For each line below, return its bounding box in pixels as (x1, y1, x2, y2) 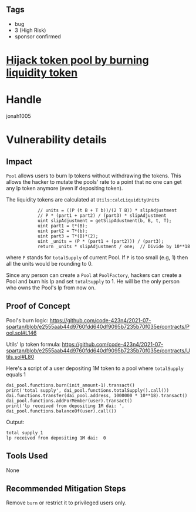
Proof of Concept (6, 301, 70, 311)
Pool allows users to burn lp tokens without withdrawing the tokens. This (6, 172, 181, 179)
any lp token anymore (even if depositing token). (6, 184, 123, 191)
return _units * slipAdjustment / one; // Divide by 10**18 (37, 243, 191, 249)
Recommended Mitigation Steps (6, 483, 126, 494)
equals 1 (6, 371, 26, 378)
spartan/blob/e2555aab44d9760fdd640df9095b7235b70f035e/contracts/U (6, 347, 191, 354)
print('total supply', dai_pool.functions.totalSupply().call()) (6, 387, 169, 394)
